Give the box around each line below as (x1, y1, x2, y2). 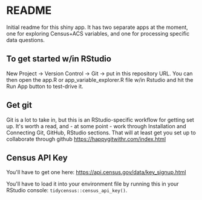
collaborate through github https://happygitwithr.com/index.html (6, 135, 166, 142)
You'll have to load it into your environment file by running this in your (6, 180, 180, 187)
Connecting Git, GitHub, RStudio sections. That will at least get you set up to (6, 129, 197, 136)
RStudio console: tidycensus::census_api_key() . (6, 187, 128, 194)
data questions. (6, 36, 45, 43)
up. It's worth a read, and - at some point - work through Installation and (6, 122, 186, 130)
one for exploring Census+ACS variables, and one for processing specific (6, 30, 190, 37)
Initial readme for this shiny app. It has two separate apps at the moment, (6, 23, 189, 31)
